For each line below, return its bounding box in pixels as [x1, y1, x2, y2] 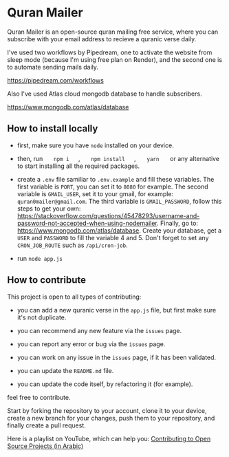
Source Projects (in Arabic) [7, 442, 84, 450]
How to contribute [7, 274, 87, 286]
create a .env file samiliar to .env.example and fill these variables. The [17, 175, 215, 183]
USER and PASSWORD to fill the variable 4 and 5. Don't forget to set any [17, 233, 209, 242]
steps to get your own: [17, 204, 81, 213]
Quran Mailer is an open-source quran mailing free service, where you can [7, 28, 219, 36]
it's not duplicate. [17, 313, 67, 321]
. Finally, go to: [157, 219, 198, 227]
